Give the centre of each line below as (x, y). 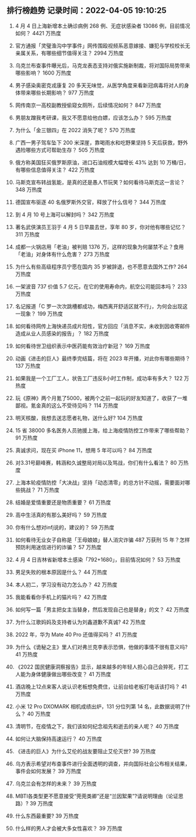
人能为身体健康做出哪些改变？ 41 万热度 (63, 674)
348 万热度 (29, 189)
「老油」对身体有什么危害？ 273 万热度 (62, 254)
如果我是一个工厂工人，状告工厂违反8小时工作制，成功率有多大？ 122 (99, 378)
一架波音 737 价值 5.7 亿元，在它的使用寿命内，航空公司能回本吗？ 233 (101, 286)
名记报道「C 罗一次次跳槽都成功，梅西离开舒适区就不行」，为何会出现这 (101, 306)
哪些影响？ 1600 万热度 (43, 73)
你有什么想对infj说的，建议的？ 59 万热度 (65, 527)
